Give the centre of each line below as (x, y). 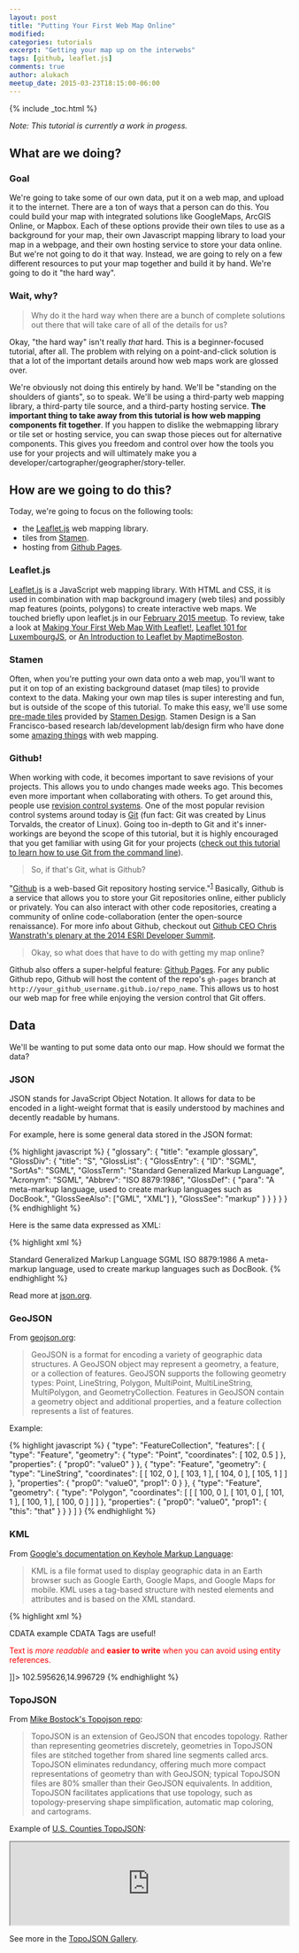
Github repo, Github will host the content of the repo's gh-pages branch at (143, 979)
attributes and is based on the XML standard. (113, 1599)
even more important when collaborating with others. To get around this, (141, 796)
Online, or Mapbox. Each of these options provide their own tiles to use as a (147, 226)
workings (26, 834)
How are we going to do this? (91, 490)
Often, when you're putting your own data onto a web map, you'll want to (142, 679)
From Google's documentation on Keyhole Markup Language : (121, 1553)
